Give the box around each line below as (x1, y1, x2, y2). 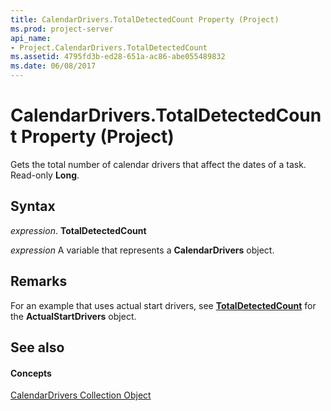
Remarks (10, 273, 68, 290)
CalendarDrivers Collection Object (10, 389, 152, 401)
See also (10, 339, 65, 356)
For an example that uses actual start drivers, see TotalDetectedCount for (10, 299, 317, 311)
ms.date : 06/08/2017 (10, 61, 97, 71)
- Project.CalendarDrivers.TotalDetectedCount (10, 42, 208, 53)
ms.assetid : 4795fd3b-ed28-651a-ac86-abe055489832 (10, 52, 226, 62)
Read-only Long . (10, 169, 80, 181)
